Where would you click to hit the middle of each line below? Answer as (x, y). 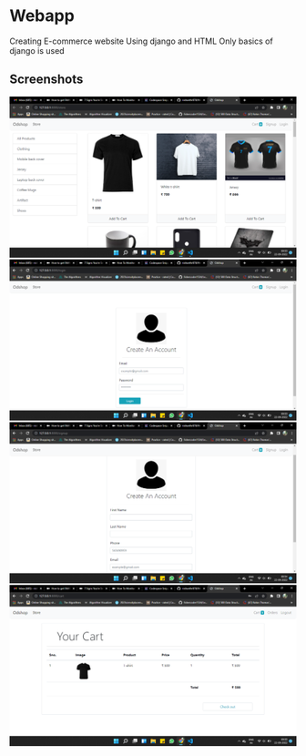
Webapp (42, 16)
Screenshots (46, 80)
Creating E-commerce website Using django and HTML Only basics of (141, 41)
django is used (37, 50)
